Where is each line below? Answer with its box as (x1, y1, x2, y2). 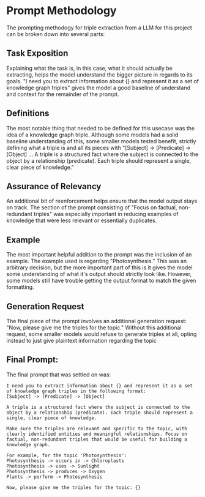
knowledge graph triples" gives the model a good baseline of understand (6, 84, 191, 91)
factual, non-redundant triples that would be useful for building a (6, 436, 188, 443)
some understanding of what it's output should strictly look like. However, (6, 271, 192, 278)
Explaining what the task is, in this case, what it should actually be (6, 64, 173, 72)
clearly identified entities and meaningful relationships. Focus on (6, 431, 188, 437)
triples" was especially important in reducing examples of (33, 211, 179, 218)
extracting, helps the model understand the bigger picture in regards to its (6, 71, 193, 78)
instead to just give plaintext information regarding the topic (6, 337, 157, 344)
